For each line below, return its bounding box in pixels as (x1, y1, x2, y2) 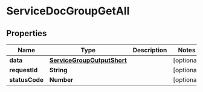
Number (49, 76, 74, 84)
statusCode (9, 76, 44, 84)
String (49, 66, 68, 74)
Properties (6, 28, 47, 38)
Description (132, 46, 167, 54)
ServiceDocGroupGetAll (6, 4, 130, 18)
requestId (9, 66, 38, 74)
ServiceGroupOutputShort (49, 56, 127, 64)
